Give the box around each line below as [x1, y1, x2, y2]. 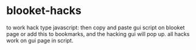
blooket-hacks [6, 4, 82, 18]
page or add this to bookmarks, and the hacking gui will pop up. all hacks [6, 30, 190, 37]
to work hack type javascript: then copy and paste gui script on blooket [6, 24, 185, 31]
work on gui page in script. [6, 37, 74, 44]
